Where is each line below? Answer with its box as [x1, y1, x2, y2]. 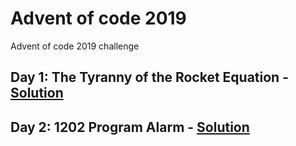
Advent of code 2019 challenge [10, 40, 140, 52]
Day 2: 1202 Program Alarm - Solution [10, 118, 250, 136]
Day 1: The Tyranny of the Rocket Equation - [10, 69, 289, 86]
